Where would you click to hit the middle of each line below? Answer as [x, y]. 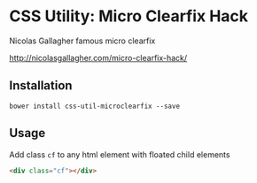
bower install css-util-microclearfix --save [94, 106]
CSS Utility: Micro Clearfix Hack [129, 16]
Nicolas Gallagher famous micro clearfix [82, 41]
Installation [41, 86]
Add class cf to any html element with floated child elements [120, 154]
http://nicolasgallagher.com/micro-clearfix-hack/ [98, 57]
